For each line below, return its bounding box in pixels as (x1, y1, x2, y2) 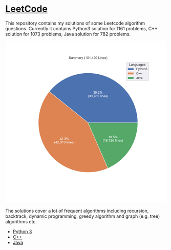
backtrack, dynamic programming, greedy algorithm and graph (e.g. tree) (5, 213, 160, 219)
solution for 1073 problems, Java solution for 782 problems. (5, 31, 131, 37)
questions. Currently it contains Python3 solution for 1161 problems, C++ (5, 25, 158, 31)
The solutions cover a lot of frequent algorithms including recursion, (5, 207, 149, 214)
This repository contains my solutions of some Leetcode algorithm (5, 20, 145, 26)
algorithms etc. (5, 218, 37, 224)
